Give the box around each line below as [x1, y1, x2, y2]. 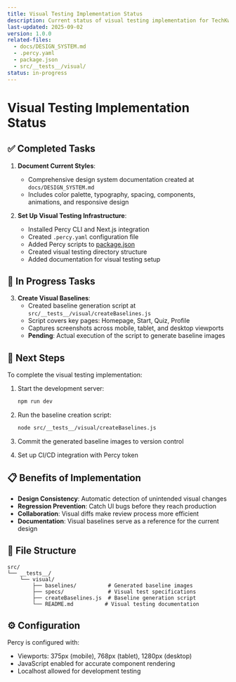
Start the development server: [17, 384, 105, 393]
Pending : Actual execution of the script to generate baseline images [27, 331, 225, 340]
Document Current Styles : [17, 162, 96, 170]
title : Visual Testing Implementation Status [7, 10, 143, 18]
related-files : [7, 37, 52, 44]
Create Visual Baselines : [17, 294, 91, 303]
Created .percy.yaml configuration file [27, 232, 139, 240]
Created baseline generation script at [27, 301, 136, 310]
